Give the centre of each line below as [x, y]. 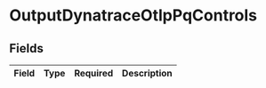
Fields [27, 48]
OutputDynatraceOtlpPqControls [133, 16]
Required [94, 73]
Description [147, 73]
